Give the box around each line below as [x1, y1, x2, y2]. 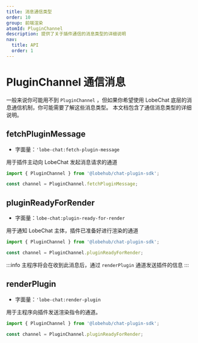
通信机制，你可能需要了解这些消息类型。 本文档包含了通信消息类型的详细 [11, 104, 192, 111]
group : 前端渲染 [6, 20, 43, 26]
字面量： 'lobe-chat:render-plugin [14, 296, 101, 303]
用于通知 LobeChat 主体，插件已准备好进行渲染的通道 [6, 227, 139, 234]
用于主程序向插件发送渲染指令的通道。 [6, 308, 101, 315]
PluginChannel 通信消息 [6, 75, 126, 89]
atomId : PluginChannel [6, 25, 63, 32]
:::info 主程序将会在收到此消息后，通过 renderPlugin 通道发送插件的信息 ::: [6, 261, 189, 268]
